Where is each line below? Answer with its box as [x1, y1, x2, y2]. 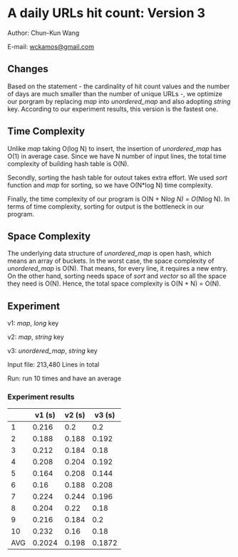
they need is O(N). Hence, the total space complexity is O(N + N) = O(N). [7, 279, 222, 288]
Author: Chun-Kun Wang [7, 28, 80, 37]
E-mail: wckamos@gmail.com [7, 42, 95, 51]
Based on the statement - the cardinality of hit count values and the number [7, 82, 230, 90]
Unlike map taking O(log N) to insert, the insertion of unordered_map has [7, 144, 222, 152]
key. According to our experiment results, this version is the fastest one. [7, 105, 219, 113]
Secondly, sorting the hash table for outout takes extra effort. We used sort [7, 173, 228, 182]
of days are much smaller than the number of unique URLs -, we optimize [7, 89, 223, 98]
